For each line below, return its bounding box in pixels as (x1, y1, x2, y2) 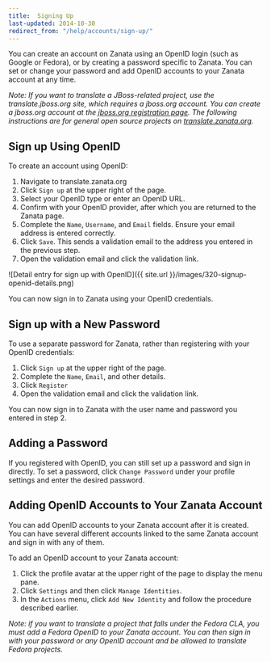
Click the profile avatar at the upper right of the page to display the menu (19, 568, 264, 578)
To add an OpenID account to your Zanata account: (8, 553, 179, 563)
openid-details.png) (8, 278, 74, 288)
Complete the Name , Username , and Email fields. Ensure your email (19, 220, 236, 230)
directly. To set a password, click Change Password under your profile (8, 466, 236, 476)
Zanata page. (19, 211, 65, 221)
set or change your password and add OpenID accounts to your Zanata (8, 66, 244, 76)
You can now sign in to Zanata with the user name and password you (8, 405, 238, 414)
